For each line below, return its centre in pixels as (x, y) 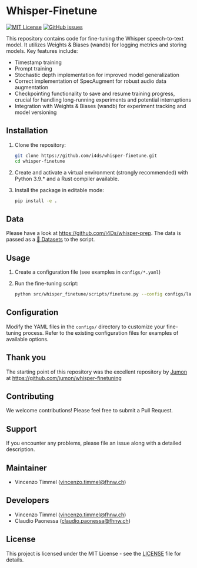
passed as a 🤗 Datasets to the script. (51, 240)
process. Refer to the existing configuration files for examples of (101, 332)
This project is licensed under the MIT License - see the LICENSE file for (94, 553)
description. (21, 449)
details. (15, 560)
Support (21, 429)
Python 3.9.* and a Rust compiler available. (67, 179)
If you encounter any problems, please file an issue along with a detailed (94, 443)
